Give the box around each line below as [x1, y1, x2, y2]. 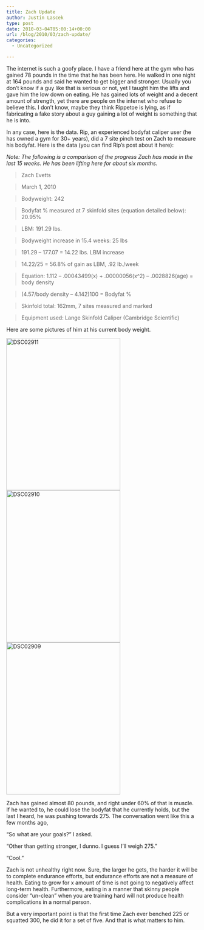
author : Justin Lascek [6, 15, 64, 21]
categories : [6, 37, 36, 43]
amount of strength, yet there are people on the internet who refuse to [6, 97, 182, 104]
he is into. [6, 116, 31, 124]
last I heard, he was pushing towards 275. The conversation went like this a [6, 812, 194, 819]
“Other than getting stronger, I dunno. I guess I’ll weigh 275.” [6, 842, 158, 850]
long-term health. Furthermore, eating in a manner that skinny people [6, 885, 180, 892]
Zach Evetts [21, 171, 52, 178]
